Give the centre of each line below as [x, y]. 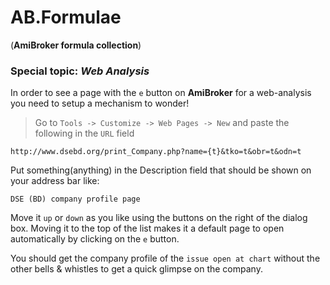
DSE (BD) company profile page [75, 199]
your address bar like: [55, 181]
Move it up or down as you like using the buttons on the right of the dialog [159, 218]
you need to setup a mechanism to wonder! [100, 103]
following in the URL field [84, 133]
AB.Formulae [66, 17]
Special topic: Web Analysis [80, 71]
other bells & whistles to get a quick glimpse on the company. [136, 269]
